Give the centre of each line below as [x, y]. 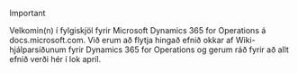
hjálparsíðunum [38, 50]
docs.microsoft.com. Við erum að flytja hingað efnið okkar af [122, 40]
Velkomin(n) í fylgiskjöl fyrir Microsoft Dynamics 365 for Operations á [138, 30]
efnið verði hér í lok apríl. [55, 59]
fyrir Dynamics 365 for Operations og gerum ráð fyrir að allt [179, 50]
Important [27, 13]
